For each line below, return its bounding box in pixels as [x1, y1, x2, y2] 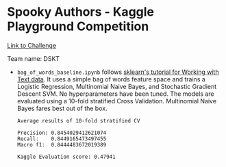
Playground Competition [7, 18, 149, 34]
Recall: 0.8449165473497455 [16, 135, 107, 142]
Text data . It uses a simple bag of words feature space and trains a [16, 75, 205, 83]
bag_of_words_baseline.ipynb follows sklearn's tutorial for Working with [16, 68, 219, 76]
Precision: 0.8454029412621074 [16, 129, 107, 136]
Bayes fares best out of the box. [16, 104, 108, 112]
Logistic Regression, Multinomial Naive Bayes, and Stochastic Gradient [16, 82, 217, 90]
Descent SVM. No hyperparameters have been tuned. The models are [16, 90, 214, 98]
